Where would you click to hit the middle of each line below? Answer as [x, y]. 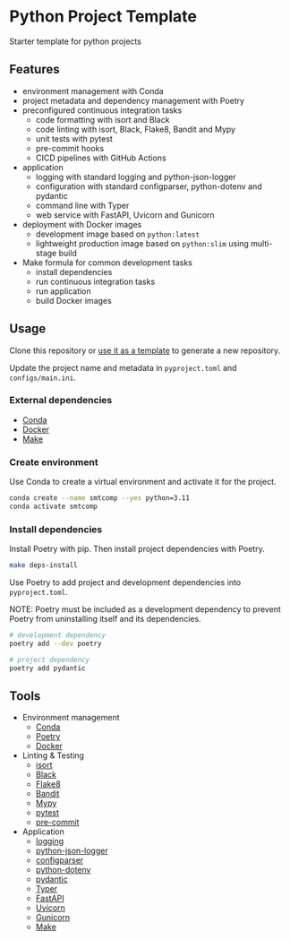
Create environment [54, 461]
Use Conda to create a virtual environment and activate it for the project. [143, 482]
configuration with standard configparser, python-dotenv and [149, 186]
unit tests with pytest [74, 138]
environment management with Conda [93, 91]
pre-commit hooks [70, 148]
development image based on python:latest [117, 234]
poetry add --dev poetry [55, 643]
